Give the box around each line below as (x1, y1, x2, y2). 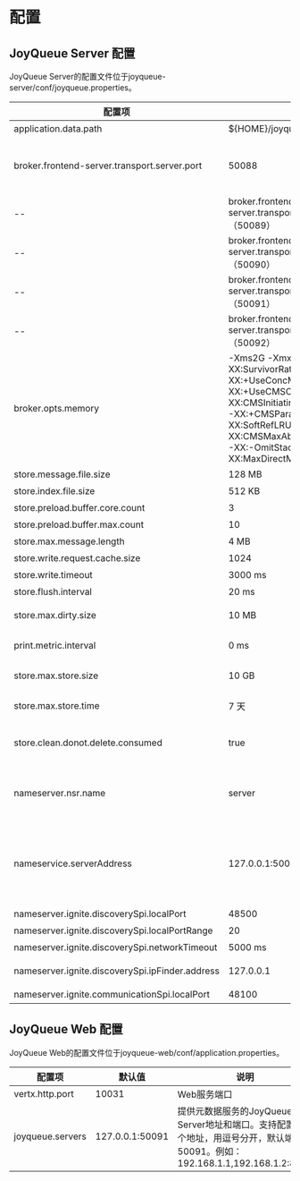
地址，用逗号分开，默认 (186, 1132, 286, 1144)
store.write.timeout (13, 569, 94, 581)
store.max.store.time (13, 700, 100, 711)
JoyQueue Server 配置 (9, 46, 136, 61)
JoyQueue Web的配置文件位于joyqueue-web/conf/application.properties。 (9, 1047, 285, 1058)
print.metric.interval (13, 640, 96, 651)
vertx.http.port (13, 1087, 74, 1100)
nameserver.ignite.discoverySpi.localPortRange (13, 924, 213, 937)
